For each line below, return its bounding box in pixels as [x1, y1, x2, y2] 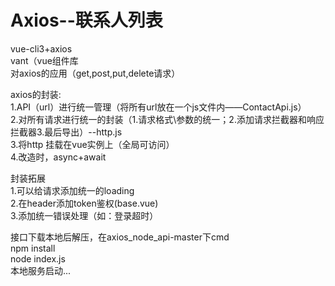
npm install [10, 242, 56, 254]
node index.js [10, 252, 66, 265]
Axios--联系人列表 [10, 9, 163, 32]
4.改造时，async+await [10, 151, 107, 163]
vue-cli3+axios [10, 42, 73, 55]
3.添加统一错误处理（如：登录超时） [10, 209, 159, 221]
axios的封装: [10, 88, 62, 100]
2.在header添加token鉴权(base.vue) [10, 197, 159, 209]
